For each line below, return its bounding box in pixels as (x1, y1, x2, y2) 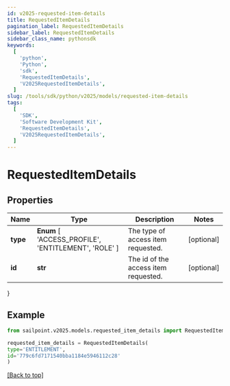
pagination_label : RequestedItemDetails (7, 23, 125, 29)
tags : (7, 99, 23, 106)
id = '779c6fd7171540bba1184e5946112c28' (7, 352, 121, 359)
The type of (127, 226, 166, 236)
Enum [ (36, 226, 61, 236)
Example (7, 309, 45, 321)
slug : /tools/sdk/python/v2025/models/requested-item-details (7, 93, 188, 100)
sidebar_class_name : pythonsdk (7, 36, 97, 43)
